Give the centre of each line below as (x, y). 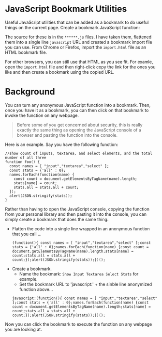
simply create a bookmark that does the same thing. (57, 219)
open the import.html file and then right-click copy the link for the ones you (80, 67)
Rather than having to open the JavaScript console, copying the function (77, 209)
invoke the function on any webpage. (42, 115)
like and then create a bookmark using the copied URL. (60, 72)
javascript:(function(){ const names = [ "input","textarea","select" (85, 298)
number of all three (26, 158)
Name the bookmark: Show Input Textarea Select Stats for (79, 274)
